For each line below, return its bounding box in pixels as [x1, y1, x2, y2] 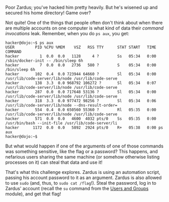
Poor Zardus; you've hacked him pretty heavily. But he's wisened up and [5, 5, 158, 10]
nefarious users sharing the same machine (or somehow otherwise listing [5, 154, 160, 160]
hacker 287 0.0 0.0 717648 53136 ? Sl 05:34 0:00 [5, 89, 157, 94]
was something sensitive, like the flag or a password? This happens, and [5, 148, 158, 155]
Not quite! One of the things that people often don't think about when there [5, 20, 163, 26]
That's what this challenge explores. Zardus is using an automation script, [5, 169, 160, 175]
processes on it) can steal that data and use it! [5, 159, 103, 165]
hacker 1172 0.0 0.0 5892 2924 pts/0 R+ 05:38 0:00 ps [5, 125, 163, 130]
